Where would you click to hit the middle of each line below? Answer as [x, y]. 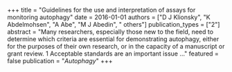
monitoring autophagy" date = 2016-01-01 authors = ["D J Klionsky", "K [109, 17]
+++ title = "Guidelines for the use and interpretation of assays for [101, 10]
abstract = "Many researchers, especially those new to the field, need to [110, 32]
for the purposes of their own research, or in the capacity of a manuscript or [116, 46]
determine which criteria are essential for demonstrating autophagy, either [113, 39]
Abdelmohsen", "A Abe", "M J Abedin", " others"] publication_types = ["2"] [114, 24]
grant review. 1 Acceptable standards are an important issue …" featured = [113, 53]
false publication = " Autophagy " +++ [60, 61]
